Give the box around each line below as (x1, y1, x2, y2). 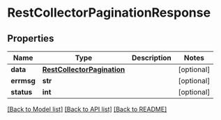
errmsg (10, 76, 36, 85)
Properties (7, 33, 54, 44)
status (10, 87, 33, 96)
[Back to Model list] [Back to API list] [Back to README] (7, 105, 167, 113)
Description (131, 53, 172, 62)
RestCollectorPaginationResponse (7, 5, 211, 21)
